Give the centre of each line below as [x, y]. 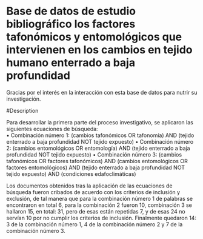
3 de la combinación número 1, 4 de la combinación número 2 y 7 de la [95, 224]
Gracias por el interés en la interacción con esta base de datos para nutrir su [102, 92]
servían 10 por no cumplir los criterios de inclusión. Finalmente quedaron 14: [101, 218]
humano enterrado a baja [71, 63]
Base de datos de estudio [71, 11]
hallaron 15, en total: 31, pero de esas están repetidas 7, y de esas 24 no [96, 211]
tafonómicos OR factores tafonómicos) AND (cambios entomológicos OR [97, 161]
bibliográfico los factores [71, 24]
